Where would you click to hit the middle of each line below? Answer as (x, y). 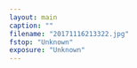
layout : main (33, 17)
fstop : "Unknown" (41, 42)
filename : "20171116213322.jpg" (69, 34)
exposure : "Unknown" (48, 50)
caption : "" (31, 26)
